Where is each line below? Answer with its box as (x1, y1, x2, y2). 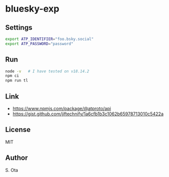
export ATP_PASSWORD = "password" (5, 41, 73, 46)
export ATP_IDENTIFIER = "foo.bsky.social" (5, 36, 94, 41)
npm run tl (5, 78, 28, 83)
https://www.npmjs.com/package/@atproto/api (12, 106, 111, 111)
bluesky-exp (5, 3, 60, 15)
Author (5, 154, 28, 162)
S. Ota (5, 167, 19, 173)
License (5, 125, 31, 134)
